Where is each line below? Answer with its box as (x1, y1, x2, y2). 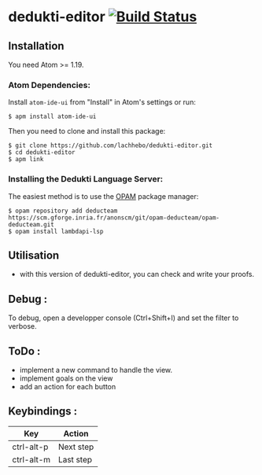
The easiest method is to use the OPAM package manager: (8, 191, 199, 201)
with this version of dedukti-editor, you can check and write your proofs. (19, 270, 255, 279)
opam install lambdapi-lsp (15, 227, 104, 235)
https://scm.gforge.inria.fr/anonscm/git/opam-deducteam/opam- (8, 213, 220, 222)
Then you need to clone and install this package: (8, 127, 166, 136)
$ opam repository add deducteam (8, 207, 118, 215)
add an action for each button (19, 382, 116, 392)
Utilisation (8, 249, 60, 262)
